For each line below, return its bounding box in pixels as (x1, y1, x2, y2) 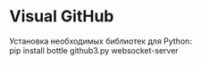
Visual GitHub (9, 6, 114, 27)
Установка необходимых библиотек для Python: (9, 36, 192, 46)
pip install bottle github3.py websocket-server (9, 45, 179, 55)
